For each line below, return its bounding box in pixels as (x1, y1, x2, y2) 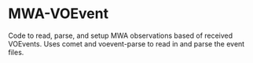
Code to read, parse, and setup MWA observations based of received (8, 31, 233, 40)
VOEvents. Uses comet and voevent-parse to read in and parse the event (8, 39, 245, 48)
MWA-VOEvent (8, 5, 108, 23)
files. (8, 47, 24, 57)
